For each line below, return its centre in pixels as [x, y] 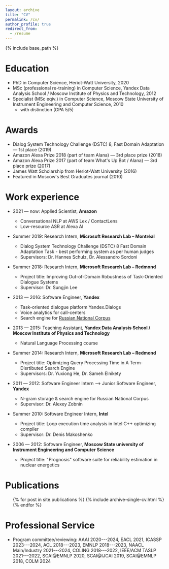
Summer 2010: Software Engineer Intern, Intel [60, 414]
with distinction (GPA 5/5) [47, 109]
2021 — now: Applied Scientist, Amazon [55, 211]
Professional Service [50, 525]
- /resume [20, 34]
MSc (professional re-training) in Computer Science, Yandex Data [81, 88]
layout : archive [22, 10]
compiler [29, 429]
